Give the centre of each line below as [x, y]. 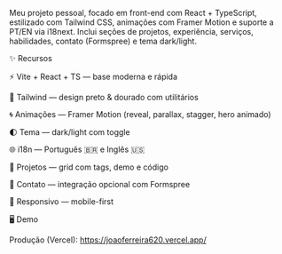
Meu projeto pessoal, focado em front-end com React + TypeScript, [133, 13]
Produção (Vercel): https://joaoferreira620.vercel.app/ [108, 240]
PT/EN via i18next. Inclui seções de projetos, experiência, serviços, [132, 32]
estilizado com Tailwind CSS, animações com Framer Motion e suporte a [141, 22]
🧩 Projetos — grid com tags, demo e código [89, 167]
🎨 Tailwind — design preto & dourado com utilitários [104, 97]
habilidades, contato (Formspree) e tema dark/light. [103, 41]
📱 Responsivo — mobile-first [61, 202]
